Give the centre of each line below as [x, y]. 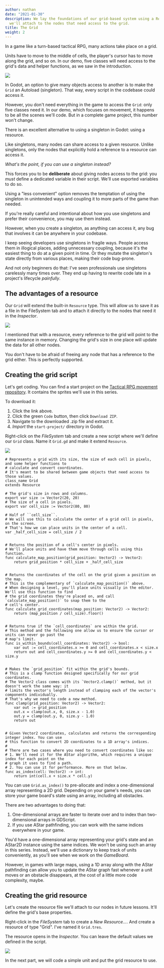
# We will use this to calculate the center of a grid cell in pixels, [79, 519]
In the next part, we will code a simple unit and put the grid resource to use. [81, 960]
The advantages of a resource [52, 294]
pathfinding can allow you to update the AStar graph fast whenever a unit [79, 870]
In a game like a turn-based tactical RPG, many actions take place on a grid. [81, 46]
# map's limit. [20, 639]
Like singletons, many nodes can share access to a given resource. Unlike [79, 144]
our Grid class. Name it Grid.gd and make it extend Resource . [66, 441]
